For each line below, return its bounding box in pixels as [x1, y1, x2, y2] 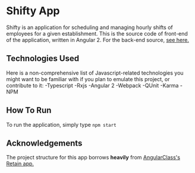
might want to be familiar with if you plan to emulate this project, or [6, 75, 170, 82]
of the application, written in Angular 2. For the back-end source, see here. [6, 36, 189, 43]
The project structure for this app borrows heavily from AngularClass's [6, 154, 180, 161]
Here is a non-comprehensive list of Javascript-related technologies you [6, 69, 184, 76]
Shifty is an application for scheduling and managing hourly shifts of [6, 24, 174, 31]
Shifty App [6, 4, 60, 18]
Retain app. [6, 160, 34, 167]
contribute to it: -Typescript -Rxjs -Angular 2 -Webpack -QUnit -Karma [6, 82, 179, 89]
